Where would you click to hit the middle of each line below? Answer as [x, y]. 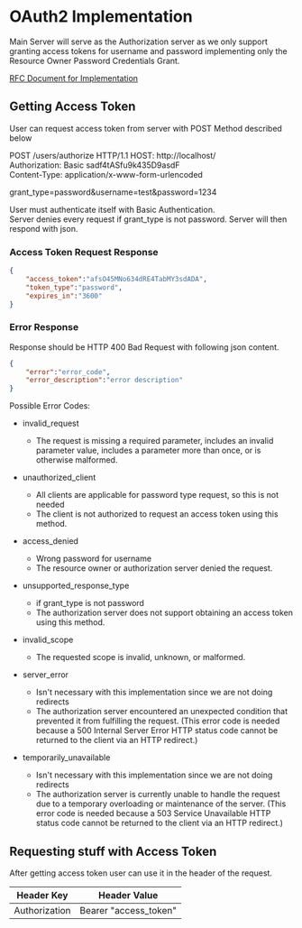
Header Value [128, 896]
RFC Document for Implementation [73, 78]
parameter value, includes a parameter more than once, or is [148, 450]
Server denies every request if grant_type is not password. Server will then [148, 219]
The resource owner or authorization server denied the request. [154, 568]
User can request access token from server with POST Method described [146, 128]
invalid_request [50, 423]
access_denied [50, 541]
